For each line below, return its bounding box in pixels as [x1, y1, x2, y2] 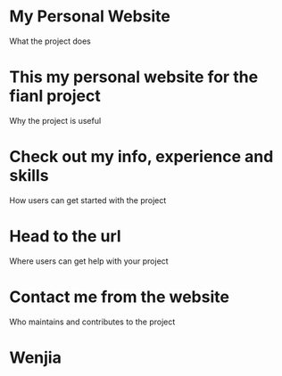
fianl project [9, 86, 101, 106]
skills [9, 166, 49, 186]
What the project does [9, 36, 92, 46]
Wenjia [9, 347, 62, 367]
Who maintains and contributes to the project [9, 316, 176, 327]
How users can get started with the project [9, 194, 167, 206]
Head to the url [9, 226, 122, 246]
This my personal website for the [9, 67, 259, 87]
